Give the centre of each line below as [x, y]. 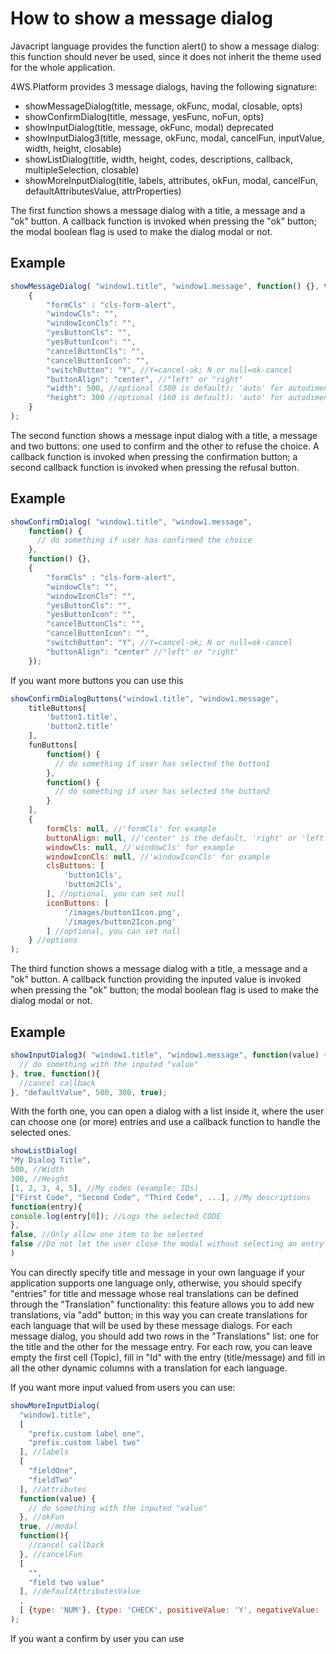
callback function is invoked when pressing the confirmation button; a [154, 456]
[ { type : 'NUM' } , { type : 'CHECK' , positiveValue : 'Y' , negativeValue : [169, 1610]
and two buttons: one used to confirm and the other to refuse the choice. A [165, 446]
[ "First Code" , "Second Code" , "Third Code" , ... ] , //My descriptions [160, 1197]
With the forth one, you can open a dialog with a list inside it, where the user [167, 1111]
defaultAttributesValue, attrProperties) [103, 191]
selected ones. [41, 1133]
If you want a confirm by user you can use [97, 1638]
